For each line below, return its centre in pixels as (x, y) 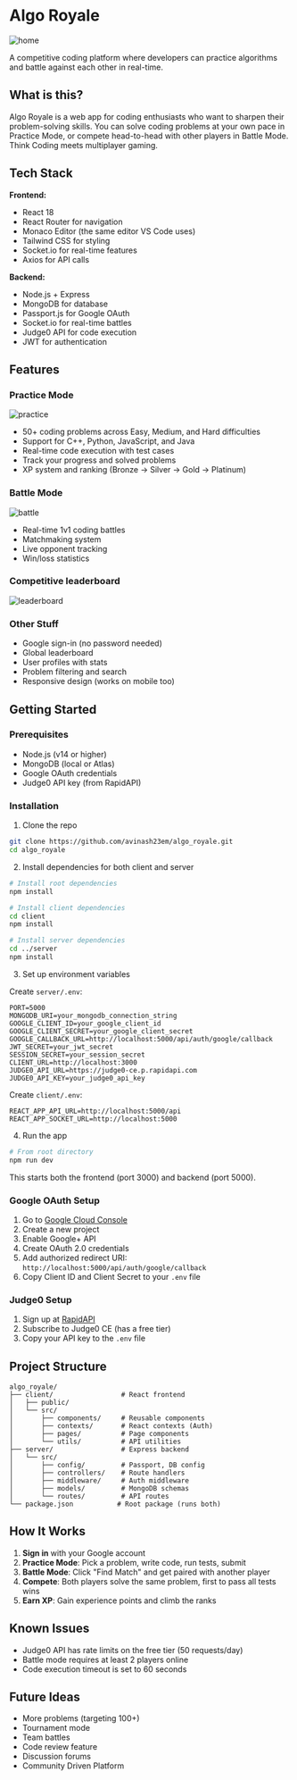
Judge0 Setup (41, 1299)
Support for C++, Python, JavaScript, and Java (108, 441)
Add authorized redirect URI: (74, 1258)
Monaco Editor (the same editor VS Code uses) (109, 231)
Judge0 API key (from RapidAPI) (82, 782)
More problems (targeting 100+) (81, 1718)
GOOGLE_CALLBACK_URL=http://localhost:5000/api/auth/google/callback (141, 1039)
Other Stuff (34, 623)
